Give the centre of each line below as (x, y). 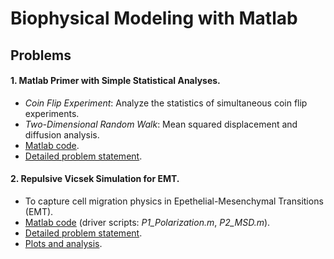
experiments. (52, 113)
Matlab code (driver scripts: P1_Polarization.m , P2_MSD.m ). (147, 222)
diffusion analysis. (62, 134)
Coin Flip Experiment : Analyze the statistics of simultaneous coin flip (166, 103)
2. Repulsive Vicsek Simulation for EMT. (95, 179)
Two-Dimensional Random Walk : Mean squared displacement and (161, 124)
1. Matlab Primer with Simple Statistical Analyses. (115, 81)
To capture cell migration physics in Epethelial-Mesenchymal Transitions (174, 201)
